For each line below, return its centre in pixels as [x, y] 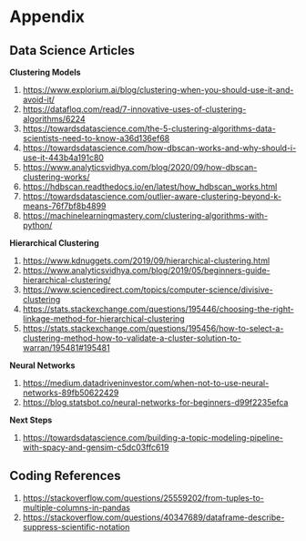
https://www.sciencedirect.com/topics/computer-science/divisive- [148, 290]
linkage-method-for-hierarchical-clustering [103, 319]
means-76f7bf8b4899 [64, 206]
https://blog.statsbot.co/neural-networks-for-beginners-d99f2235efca [155, 402]
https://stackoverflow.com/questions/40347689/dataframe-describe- [153, 517]
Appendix [47, 17]
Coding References [65, 476]
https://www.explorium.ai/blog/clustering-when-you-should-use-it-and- [158, 90]
